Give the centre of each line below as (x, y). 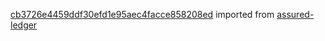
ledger (24, 25)
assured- (295, 14)
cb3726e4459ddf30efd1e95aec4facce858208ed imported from (142, 14)
